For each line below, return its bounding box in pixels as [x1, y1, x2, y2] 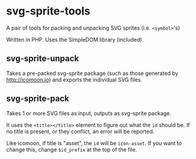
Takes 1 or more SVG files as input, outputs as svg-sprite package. [6, 109, 172, 117]
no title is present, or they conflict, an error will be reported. [6, 128, 155, 135]
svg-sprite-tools [6, 4, 90, 18]
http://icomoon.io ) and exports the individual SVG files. [6, 76, 143, 83]
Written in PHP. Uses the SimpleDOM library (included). [6, 36, 144, 43]
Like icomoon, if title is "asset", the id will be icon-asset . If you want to [6, 139, 182, 146]
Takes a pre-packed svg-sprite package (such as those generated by [6, 70, 179, 77]
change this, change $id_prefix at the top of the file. [6, 146, 138, 153]
